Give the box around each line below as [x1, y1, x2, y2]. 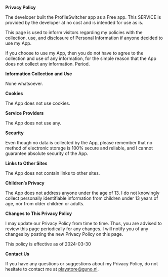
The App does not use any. [5, 120, 62, 126]
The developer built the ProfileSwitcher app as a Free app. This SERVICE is [5, 14, 161, 20]
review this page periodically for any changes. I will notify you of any [5, 226, 148, 232]
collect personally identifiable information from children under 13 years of [5, 195, 158, 201]
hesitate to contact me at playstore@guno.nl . [5, 266, 99, 272]
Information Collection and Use [5, 71, 72, 77]
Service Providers [5, 110, 44, 116]
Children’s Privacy [5, 180, 45, 186]
